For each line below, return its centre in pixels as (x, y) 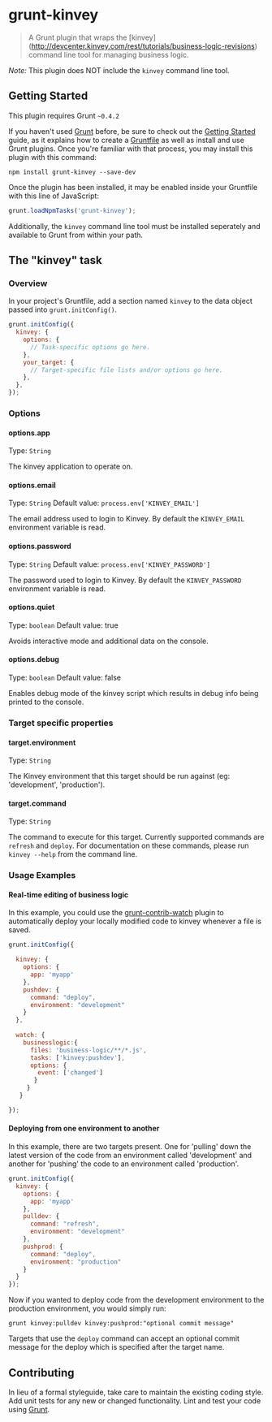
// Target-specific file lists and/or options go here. (126, 370)
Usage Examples (42, 875)
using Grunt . (29, 1409)
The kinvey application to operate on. (71, 467)
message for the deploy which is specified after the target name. (117, 1347)
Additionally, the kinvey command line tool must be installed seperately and (135, 226)
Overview (28, 283)
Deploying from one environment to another (84, 1128)
